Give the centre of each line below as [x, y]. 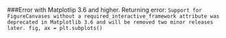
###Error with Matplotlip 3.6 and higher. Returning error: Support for [105, 10]
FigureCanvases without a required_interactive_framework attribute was [113, 16]
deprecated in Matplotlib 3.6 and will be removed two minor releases [110, 22]
